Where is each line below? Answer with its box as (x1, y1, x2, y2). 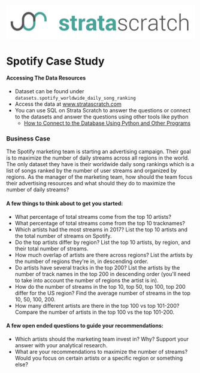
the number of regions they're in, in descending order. (14, 258, 149, 265)
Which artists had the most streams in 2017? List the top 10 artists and (14, 226, 187, 233)
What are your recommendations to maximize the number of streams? (14, 348, 188, 355)
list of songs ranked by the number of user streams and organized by (6, 167, 177, 175)
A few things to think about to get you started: (6, 200, 123, 207)
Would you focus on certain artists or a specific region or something (14, 354, 183, 362)
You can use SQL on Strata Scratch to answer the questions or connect (14, 107, 191, 114)
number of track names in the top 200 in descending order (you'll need (14, 270, 190, 277)
